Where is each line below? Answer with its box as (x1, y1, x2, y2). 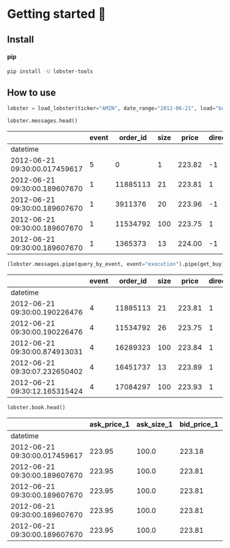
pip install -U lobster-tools (7, 68, 94, 75)
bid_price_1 (179, 419, 219, 429)
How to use (7, 87, 56, 99)
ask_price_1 (89, 419, 130, 429)
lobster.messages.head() (7, 117, 78, 124)
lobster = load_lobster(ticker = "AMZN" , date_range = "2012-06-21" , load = (7, 105, 216, 112)
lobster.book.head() (7, 404, 66, 411)
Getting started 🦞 (7, 6, 106, 22)
